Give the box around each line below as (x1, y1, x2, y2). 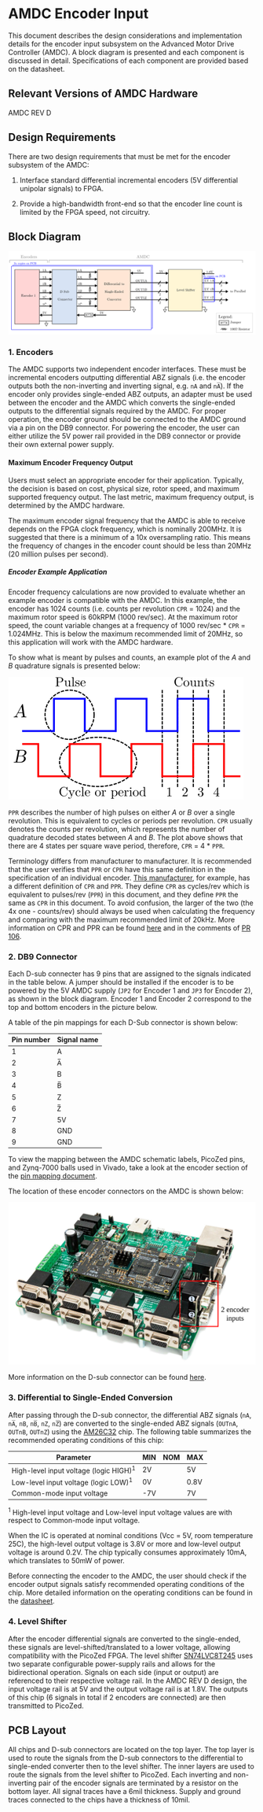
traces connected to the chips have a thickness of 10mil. (8, 1795, 191, 1804)
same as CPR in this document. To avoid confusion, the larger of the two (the (8, 898, 254, 908)
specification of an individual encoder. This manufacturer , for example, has (8, 873, 250, 882)
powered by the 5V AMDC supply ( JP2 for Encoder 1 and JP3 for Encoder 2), (8, 986, 254, 995)
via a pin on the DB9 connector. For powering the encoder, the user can (8, 423, 239, 433)
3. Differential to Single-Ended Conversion (8, 1392, 173, 1403)
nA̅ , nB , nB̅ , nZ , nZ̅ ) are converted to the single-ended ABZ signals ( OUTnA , (8, 1418, 239, 1428)
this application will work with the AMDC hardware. (8, 637, 174, 646)
